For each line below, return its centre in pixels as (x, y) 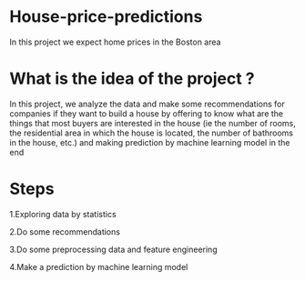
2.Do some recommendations (65, 231)
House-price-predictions (106, 17)
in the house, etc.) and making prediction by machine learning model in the (150, 142)
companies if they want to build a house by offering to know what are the (147, 113)
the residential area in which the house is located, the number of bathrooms (152, 133)
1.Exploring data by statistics (63, 214)
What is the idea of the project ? (132, 79)
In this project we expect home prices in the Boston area (115, 42)
